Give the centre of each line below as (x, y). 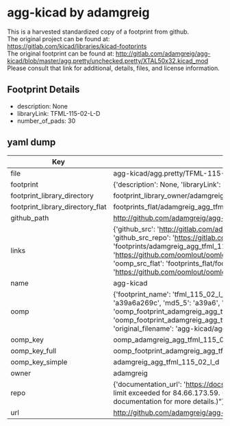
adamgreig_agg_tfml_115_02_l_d (166, 362)
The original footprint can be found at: (61, 54)
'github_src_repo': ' (144, 237)
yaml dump (31, 142)
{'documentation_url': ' (149, 384)
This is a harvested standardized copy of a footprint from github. (98, 32)
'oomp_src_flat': (138, 263)
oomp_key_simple (39, 362)
